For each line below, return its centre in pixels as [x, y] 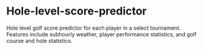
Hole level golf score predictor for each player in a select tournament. [94, 28]
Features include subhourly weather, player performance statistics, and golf [101, 34]
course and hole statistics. [39, 41]
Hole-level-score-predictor [77, 11]
